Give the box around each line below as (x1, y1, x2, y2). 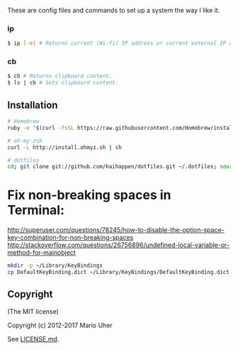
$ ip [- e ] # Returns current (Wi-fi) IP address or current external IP (7, 40, 227, 47)
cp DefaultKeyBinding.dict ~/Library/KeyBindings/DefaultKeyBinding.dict (7, 269, 230, 276)
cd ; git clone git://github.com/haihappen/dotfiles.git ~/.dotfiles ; (7, 163, 217, 170)
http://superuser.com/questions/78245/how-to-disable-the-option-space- (7, 226, 225, 234)
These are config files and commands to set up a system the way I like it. (7, 6, 220, 14)
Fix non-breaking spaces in (7, 187, 171, 203)
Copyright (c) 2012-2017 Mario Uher (7, 321, 113, 329)
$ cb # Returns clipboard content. (7, 72, 113, 80)
